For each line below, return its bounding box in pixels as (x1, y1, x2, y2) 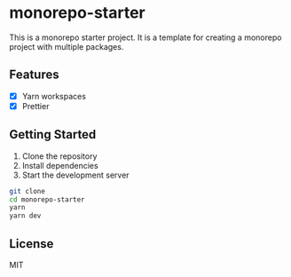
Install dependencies (21, 160, 99, 170)
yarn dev (9, 211, 42, 220)
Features (9, 67, 59, 83)
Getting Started (9, 127, 97, 142)
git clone (9, 186, 46, 195)
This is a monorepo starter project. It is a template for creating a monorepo (9, 32, 282, 43)
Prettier (21, 100, 50, 111)
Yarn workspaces (21, 91, 87, 101)
